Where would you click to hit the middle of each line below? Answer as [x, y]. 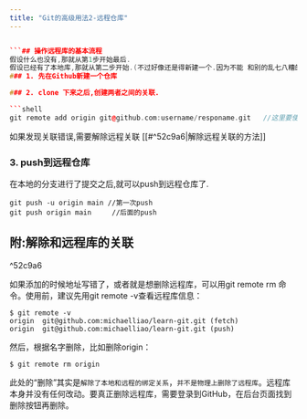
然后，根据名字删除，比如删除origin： [80, 347]
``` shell [26, 110]
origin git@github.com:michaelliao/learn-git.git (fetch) [124, 320]
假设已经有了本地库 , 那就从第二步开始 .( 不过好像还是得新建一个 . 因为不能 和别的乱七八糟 [152, 68]
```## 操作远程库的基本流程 [56, 51]
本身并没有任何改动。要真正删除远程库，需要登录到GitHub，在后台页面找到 [151, 393]
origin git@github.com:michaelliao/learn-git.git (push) [122, 329]
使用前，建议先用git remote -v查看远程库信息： [114, 295]
